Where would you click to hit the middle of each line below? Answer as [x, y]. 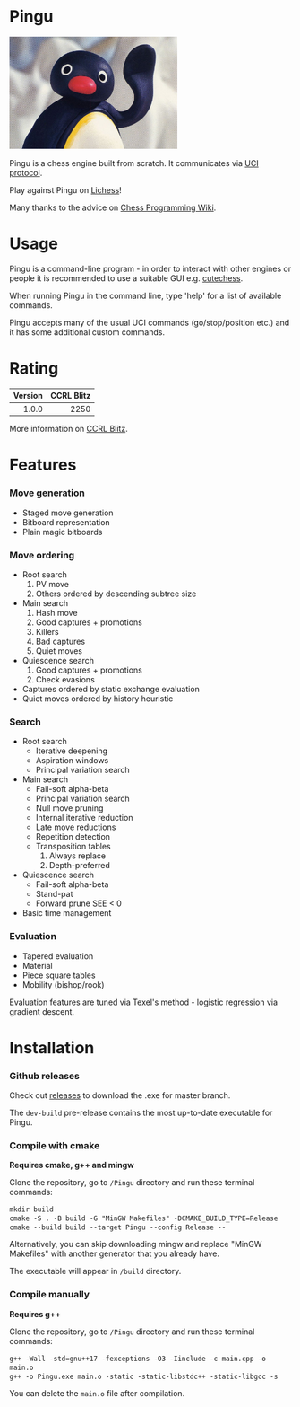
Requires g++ [35, 1314]
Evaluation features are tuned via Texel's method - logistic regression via [144, 1002]
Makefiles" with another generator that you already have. [114, 1253]
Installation [52, 1047]
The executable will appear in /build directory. [95, 1271]
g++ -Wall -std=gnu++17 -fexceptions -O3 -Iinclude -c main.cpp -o [138, 1359]
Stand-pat [54, 894]
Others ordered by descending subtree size [116, 594]
